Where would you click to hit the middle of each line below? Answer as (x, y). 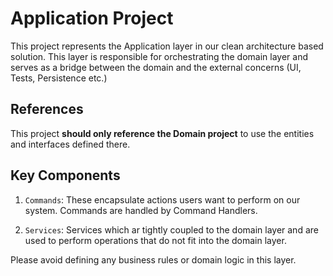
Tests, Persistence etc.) (59, 78)
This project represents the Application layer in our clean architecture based (167, 46)
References (47, 109)
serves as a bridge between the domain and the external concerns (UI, (156, 67)
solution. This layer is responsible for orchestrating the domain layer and (159, 56)
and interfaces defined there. (70, 144)
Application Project (92, 18)
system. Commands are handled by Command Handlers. (141, 210)
